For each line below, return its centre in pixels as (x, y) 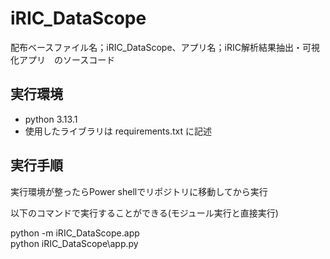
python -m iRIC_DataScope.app (75, 233)
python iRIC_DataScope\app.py (74, 243)
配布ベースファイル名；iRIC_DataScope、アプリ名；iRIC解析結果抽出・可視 (165, 47)
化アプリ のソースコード (63, 59)
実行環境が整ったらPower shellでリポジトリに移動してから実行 (139, 191)
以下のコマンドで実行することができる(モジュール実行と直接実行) (144, 213)
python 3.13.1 (51, 119)
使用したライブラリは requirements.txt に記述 (118, 131)
